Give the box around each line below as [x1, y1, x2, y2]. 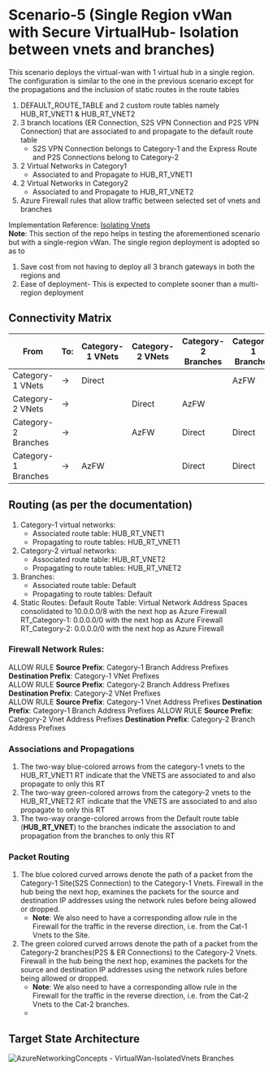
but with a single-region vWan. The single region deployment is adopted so [8, 237, 260, 247]
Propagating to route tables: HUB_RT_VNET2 [32, 563, 182, 573]
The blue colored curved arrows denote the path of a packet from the [19, 870, 253, 880]
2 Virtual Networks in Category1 [19, 160, 128, 170]
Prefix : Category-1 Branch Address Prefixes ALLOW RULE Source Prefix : [8, 705, 253, 715]
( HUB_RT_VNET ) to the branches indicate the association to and [19, 823, 236, 832]
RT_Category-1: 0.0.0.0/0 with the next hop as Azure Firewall [19, 615, 223, 625]
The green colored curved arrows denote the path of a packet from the [19, 939, 258, 949]
